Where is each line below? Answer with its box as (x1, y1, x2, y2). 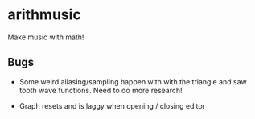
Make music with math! (7, 32, 84, 42)
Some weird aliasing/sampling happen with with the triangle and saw (19, 76, 247, 86)
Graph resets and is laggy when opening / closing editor (19, 101, 206, 110)
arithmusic (7, 6, 81, 24)
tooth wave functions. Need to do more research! (19, 85, 183, 95)
